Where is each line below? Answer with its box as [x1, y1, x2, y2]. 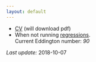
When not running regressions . [14, 31, 91, 38]
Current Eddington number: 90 [14, 37, 90, 44]
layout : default [6, 8, 46, 15]
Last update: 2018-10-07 [6, 48, 67, 56]
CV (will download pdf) [14, 25, 71, 32]
